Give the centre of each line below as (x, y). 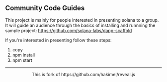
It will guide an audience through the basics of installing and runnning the (80, 25)
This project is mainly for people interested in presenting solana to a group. (82, 20)
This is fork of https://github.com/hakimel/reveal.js (83, 74)
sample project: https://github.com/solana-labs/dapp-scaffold (69, 30)
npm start (22, 60)
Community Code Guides (45, 8)
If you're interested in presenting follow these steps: (58, 40)
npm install (24, 55)
